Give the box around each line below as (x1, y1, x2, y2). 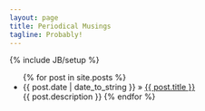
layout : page (9, 13, 59, 23)
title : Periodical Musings (9, 22, 112, 31)
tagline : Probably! (9, 30, 83, 39)
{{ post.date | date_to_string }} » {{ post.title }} (22, 82, 196, 93)
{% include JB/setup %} (9, 55, 100, 66)
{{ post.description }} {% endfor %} (22, 91, 156, 102)
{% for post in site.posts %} (22, 72, 127, 83)
